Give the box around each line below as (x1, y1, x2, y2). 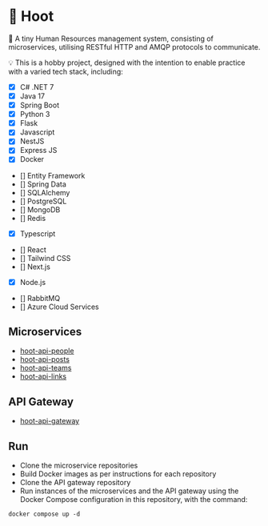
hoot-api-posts (19, 355, 70, 364)
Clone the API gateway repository (19, 478, 131, 488)
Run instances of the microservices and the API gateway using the (19, 486, 239, 496)
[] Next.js (19, 262, 50, 271)
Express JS (19, 146, 58, 155)
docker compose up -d (8, 510, 81, 519)
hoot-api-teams (19, 363, 72, 373)
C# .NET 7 (19, 82, 54, 91)
